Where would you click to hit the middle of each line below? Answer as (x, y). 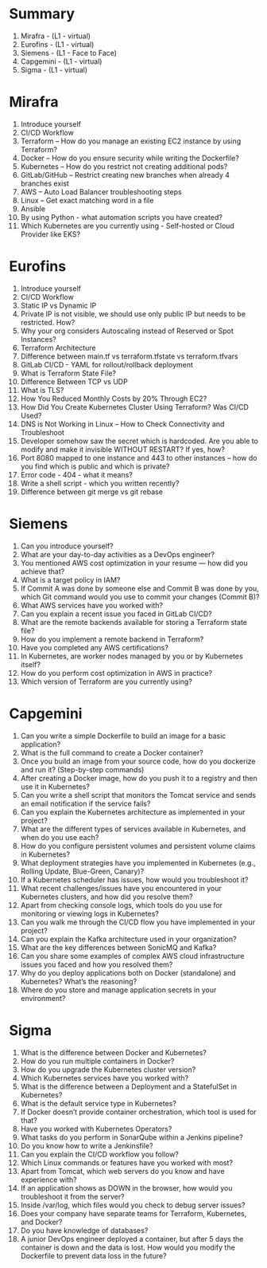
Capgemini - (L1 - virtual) (61, 61)
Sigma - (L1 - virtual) (54, 69)
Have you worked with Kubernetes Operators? (96, 1129)
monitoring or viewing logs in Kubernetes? (90, 913)
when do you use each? (60, 837)
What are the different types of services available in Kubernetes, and (133, 829)
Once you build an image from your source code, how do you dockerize (138, 761)
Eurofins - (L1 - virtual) (57, 44)
